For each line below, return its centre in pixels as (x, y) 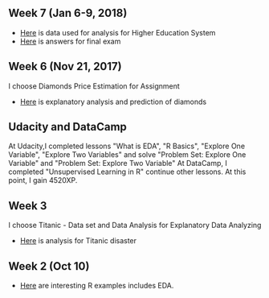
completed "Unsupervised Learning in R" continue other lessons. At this (127, 172)
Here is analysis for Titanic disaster (78, 241)
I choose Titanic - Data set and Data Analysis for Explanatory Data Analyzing (135, 226)
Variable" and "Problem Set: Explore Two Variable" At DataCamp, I (118, 163)
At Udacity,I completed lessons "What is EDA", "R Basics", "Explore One (127, 146)
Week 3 (28, 206)
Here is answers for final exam (70, 41)
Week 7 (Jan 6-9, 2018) (68, 13)
